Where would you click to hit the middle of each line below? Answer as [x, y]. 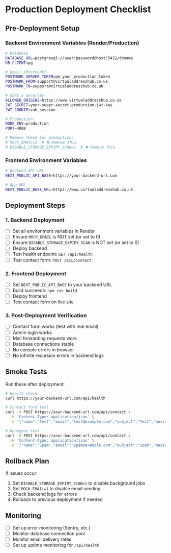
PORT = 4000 [16, 129]
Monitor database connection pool [49, 534]
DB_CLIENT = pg [19, 63]
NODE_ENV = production [27, 124]
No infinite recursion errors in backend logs [58, 355]
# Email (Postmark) [26, 72]
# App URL [16, 185]
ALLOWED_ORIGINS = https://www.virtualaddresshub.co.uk [64, 100]
